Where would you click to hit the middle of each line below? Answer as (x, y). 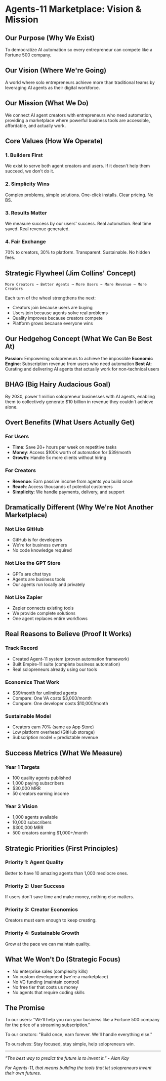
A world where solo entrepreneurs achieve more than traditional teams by (80, 82)
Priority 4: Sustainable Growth (42, 933)
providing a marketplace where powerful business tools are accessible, (78, 120)
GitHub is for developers (37, 540)
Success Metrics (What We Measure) (64, 753)
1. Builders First (24, 155)
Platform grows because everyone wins (53, 323)
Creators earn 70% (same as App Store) (53, 727)
